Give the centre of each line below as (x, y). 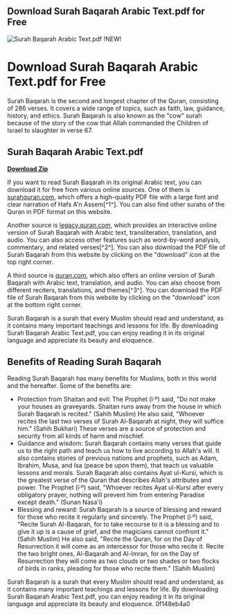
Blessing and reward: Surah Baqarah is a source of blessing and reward (119, 510)
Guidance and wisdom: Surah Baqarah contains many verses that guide (119, 443)
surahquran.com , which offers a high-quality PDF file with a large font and (113, 197)
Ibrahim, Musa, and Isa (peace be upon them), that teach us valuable (115, 465)
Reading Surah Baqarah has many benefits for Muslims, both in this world (112, 378)
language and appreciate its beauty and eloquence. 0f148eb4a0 (99, 604)
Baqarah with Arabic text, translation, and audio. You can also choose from (114, 283)
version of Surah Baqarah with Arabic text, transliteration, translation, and (112, 232)
